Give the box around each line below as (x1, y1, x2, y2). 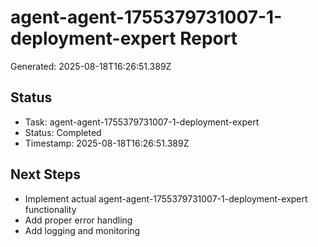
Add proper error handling (24, 214, 133, 226)
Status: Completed (24, 126, 102, 138)
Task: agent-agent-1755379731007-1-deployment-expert (24, 116, 260, 128)
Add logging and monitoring (24, 224, 141, 236)
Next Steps (10, 166, 81, 183)
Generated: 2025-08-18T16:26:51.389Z (10, 60, 172, 72)
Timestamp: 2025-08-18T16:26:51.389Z (24, 137, 190, 149)
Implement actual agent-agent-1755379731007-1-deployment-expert (24, 192, 308, 205)
